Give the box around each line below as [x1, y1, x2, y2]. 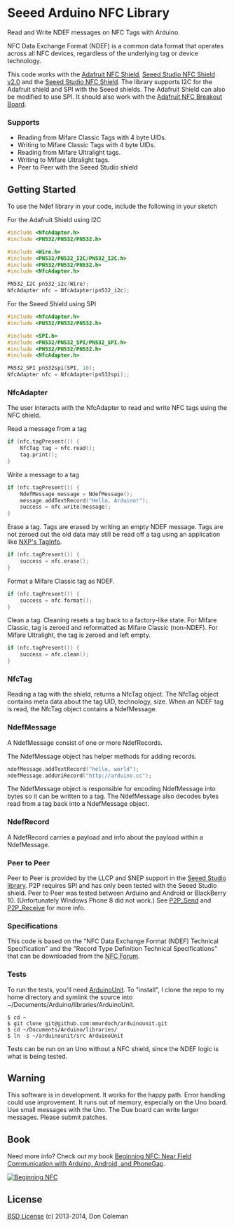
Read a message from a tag [7, 425, 87, 433]
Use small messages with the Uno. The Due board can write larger [7, 1106, 199, 1114]
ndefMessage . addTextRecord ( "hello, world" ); [7, 765, 139, 772]
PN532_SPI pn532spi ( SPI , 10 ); [7, 364, 96, 372]
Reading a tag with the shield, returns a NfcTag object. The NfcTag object [7, 690, 219, 699]
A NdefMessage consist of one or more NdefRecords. [7, 738, 163, 747]
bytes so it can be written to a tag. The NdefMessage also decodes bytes [7, 792, 219, 800]
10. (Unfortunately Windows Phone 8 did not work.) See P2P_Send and [7, 896, 212, 905]
